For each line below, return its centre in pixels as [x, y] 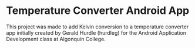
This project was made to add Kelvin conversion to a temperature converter [97, 27]
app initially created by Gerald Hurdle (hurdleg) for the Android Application [96, 32]
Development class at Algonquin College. [56, 39]
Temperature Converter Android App [98, 11]
